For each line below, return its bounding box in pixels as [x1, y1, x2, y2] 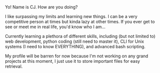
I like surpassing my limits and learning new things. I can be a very [5, 14, 138, 19]
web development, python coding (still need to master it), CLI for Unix [5, 38, 144, 44]
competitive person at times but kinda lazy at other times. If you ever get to [5, 19, 155, 24]
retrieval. [5, 63, 23, 69]
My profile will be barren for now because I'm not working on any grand [5, 53, 149, 59]
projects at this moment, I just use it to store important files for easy [5, 58, 140, 64]
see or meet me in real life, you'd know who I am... [5, 24, 106, 30]
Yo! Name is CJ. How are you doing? [5, 4, 78, 10]
